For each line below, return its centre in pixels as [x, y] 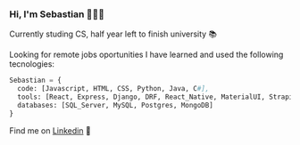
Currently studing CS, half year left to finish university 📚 [113, 34]
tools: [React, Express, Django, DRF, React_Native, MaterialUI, [142, 97]
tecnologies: [32, 64]
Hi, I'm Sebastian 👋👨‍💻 [57, 14]
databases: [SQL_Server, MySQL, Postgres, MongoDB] [116, 105]
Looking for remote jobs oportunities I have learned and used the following [146, 55]
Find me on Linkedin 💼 [50, 130]
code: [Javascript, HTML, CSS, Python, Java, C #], [113, 89]
